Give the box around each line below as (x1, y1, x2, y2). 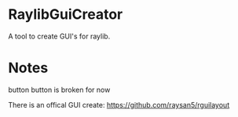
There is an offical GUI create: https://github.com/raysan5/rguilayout (8, 100, 230, 109)
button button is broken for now (8, 85, 111, 94)
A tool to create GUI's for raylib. (8, 31, 111, 41)
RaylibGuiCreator (8, 5, 123, 24)
